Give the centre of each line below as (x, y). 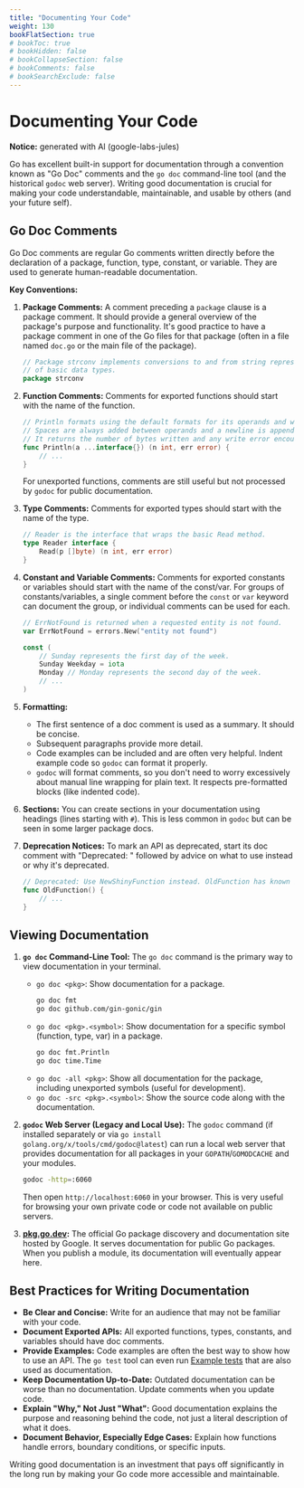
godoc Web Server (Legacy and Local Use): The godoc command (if (148, 1124)
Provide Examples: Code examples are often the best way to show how (156, 1351)
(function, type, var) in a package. (99, 1036)
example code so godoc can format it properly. (122, 763)
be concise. (57, 734)
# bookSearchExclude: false (62, 77)
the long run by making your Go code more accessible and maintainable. (145, 1474)
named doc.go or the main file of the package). (109, 346)
